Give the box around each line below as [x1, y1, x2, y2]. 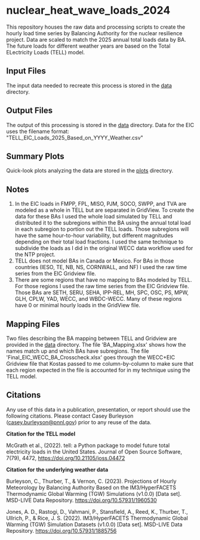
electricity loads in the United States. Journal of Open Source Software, [6, 448, 183, 455]
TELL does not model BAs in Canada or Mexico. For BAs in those [14, 257, 174, 264]
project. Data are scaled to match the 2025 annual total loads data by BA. [6, 36, 186, 43]
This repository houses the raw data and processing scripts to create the [6, 23, 186, 30]
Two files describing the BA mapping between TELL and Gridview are [6, 335, 177, 342]
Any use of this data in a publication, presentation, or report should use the [6, 406, 190, 413]
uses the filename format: [6, 128, 70, 135]
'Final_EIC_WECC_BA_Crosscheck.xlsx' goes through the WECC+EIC [6, 354, 175, 361]
